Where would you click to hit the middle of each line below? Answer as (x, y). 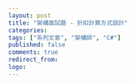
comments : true (33, 52)
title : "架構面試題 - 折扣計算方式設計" (68, 23)
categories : (28, 30)
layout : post (30, 15)
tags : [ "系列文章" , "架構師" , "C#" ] (65, 38)
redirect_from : (33, 60)
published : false (37, 45)
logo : (17, 67)
